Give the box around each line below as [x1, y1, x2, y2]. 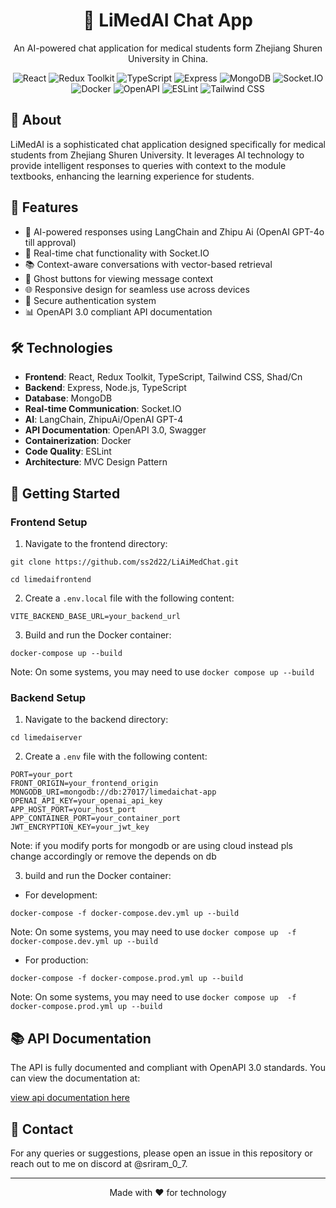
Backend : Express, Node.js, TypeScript [24, 382, 187, 394]
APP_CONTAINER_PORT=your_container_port [10, 814, 182, 824]
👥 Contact [10, 1120, 74, 1138]
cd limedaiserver [10, 733, 83, 743]
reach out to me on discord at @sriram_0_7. [10, 1157, 188, 1169]
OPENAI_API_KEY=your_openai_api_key [10, 796, 163, 806]
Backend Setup [10, 690, 87, 704]
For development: [24, 889, 98, 901]
